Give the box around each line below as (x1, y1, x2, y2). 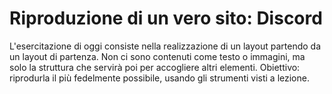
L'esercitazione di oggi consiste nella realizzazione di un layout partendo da (9, 40, 322, 52)
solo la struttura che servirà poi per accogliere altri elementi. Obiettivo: (9, 61, 301, 73)
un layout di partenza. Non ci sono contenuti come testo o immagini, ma (9, 50, 306, 62)
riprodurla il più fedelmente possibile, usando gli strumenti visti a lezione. (9, 72, 310, 84)
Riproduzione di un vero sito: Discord (9, 7, 323, 30)
